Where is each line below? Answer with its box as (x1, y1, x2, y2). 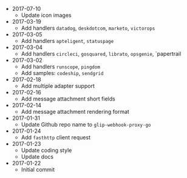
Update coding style (21, 147, 72, 154)
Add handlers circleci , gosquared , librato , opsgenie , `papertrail (21, 50, 182, 57)
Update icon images (21, 12, 72, 19)
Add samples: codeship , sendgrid (21, 70, 104, 76)
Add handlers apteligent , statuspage (21, 38, 114, 44)
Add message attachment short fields (21, 95, 115, 102)
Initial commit (21, 166, 55, 173)
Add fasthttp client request (21, 134, 91, 141)
